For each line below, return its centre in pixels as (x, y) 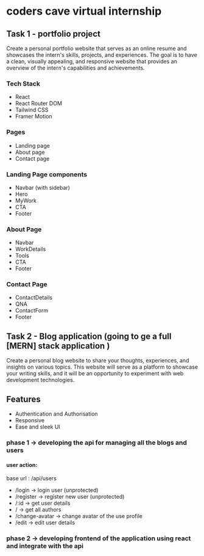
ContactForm (32, 311)
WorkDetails (30, 249)
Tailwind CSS (32, 110)
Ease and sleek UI (38, 427)
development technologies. (40, 380)
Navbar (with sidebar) (42, 187)
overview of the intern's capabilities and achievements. (76, 68)
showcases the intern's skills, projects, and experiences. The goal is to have (102, 55)
